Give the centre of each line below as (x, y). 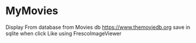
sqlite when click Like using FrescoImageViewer (64, 33)
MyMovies (32, 11)
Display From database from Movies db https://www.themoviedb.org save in (98, 27)
